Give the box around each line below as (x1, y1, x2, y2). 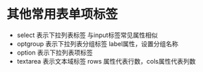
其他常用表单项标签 (6, 6, 118, 22)
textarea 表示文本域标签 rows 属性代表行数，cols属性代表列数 (16, 57, 196, 65)
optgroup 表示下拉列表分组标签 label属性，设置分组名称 (16, 39, 179, 48)
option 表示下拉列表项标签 (16, 48, 93, 57)
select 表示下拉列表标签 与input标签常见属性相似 (16, 31, 158, 39)
